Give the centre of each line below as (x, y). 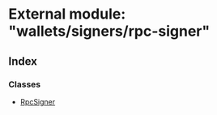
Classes (25, 84)
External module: (67, 14)
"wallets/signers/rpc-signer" (109, 31)
